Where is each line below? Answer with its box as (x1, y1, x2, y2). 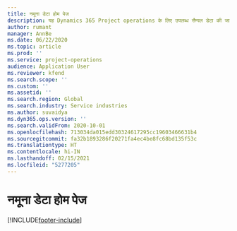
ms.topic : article (7, 43, 61, 50)
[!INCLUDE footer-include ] (7, 215, 83, 224)
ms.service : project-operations (7, 57, 102, 64)
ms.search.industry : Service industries (7, 102, 128, 109)
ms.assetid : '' (7, 89, 52, 96)
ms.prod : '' (7, 50, 42, 57)
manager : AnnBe (7, 30, 52, 37)
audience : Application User (7, 63, 90, 70)
